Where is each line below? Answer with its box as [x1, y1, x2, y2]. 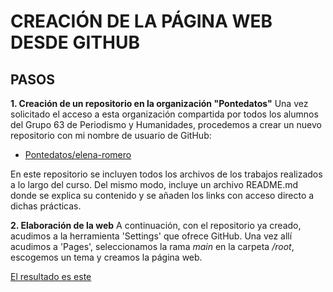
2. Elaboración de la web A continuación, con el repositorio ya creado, [10, 220, 302, 231]
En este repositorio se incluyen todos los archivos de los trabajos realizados [10, 168, 323, 180]
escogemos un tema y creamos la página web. [10, 251, 203, 263]
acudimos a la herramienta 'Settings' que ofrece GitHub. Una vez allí [10, 230, 293, 242]
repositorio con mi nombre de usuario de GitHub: [10, 130, 212, 141]
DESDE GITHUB [10, 31, 140, 54]
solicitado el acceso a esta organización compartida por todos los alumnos [10, 108, 319, 120]
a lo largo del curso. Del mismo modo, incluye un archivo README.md [10, 179, 299, 190]
